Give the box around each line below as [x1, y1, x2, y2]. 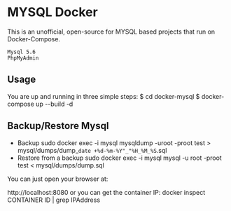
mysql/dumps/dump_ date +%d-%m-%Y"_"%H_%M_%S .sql [17, 146, 167, 154]
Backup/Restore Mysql [7, 120, 109, 132]
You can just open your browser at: [7, 175, 108, 183]
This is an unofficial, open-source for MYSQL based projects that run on [7, 27, 216, 36]
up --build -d [36, 100, 73, 108]
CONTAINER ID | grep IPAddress [7, 196, 100, 204]
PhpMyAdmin [7, 54, 39, 62]
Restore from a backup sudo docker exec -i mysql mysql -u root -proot [17, 154, 222, 162]
